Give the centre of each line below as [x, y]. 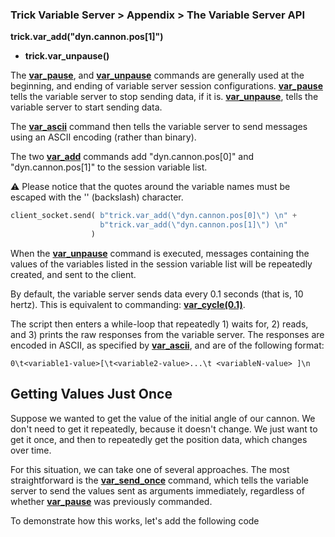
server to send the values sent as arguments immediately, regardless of [157, 490]
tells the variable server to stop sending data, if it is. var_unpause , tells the [164, 97]
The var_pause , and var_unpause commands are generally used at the [157, 75]
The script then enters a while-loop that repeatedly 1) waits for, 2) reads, [159, 324]
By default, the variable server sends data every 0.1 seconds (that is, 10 [157, 294]
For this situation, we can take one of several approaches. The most [150, 469]
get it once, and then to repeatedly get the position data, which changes [159, 439]
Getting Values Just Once [91, 394]
